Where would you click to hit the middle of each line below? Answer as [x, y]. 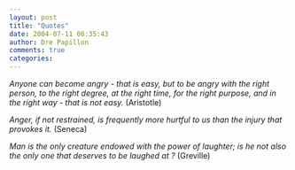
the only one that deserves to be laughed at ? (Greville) [110, 155]
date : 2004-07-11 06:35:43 [59, 34]
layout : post [33, 17]
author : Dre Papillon [49, 42]
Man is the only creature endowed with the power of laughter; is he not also [147, 146]
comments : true [37, 50]
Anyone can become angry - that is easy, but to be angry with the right [140, 84]
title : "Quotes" [39, 26]
